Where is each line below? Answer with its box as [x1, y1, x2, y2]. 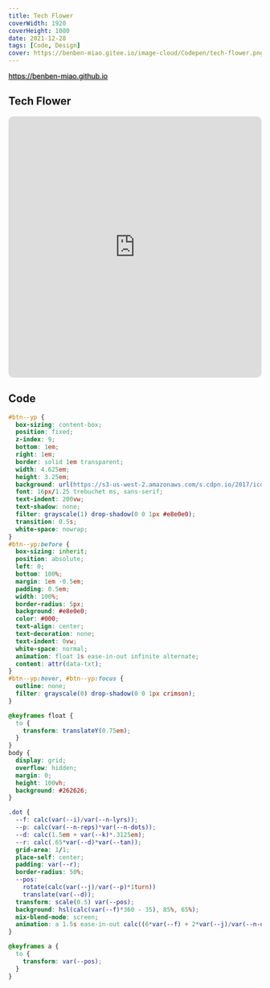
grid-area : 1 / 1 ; [15, 846, 70, 854]
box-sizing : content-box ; [15, 420, 103, 428]
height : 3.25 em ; [15, 473, 70, 481]
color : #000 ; [15, 615, 59, 623]
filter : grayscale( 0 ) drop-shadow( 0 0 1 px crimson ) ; [15, 690, 196, 698]
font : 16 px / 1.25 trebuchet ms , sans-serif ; [15, 488, 163, 496]
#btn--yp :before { [8, 540, 70, 548]
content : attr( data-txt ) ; [15, 660, 103, 668]
